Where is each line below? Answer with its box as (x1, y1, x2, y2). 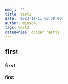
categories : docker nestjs (5, 30, 60, 34)
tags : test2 (5, 25, 29, 30)
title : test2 (5, 12, 32, 17)
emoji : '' (5, 7, 25, 12)
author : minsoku (5, 20, 38, 26)
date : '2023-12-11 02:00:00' (5, 16, 64, 21)
